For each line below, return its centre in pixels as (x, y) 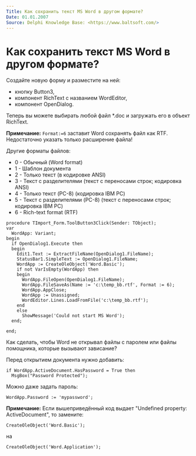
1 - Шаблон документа (43, 169)
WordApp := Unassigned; (51, 295)
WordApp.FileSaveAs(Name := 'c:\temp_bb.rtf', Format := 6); (98, 285)
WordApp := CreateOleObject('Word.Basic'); (71, 264)
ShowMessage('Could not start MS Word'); (73, 316)
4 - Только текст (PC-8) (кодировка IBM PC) (70, 194)
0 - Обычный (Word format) (49, 162)
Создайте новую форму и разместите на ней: (63, 81)
